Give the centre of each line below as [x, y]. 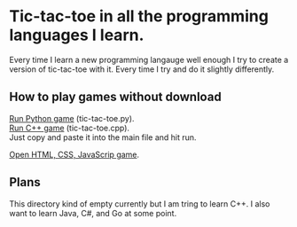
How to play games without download [115, 97]
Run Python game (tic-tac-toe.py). [72, 118]
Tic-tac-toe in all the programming [139, 16]
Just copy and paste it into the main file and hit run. [103, 137]
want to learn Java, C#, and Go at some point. [93, 213]
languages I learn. [77, 35]
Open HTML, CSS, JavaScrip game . [74, 154]
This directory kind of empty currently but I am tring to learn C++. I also [140, 204]
